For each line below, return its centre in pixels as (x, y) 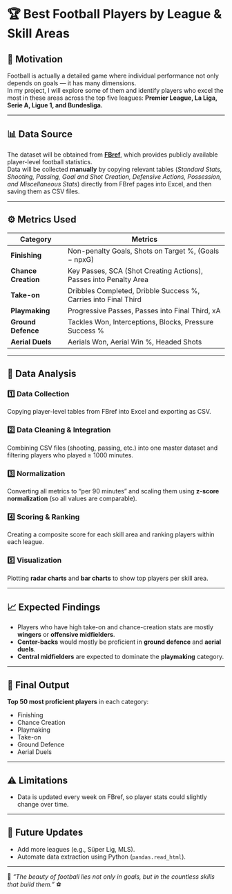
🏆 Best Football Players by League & (115, 14)
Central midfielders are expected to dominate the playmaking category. (120, 657)
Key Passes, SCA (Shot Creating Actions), (136, 270)
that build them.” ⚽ (35, 884)
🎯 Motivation (35, 59)
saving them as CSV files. (43, 191)
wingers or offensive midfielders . (66, 635)
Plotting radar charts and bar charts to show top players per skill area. (108, 578)
